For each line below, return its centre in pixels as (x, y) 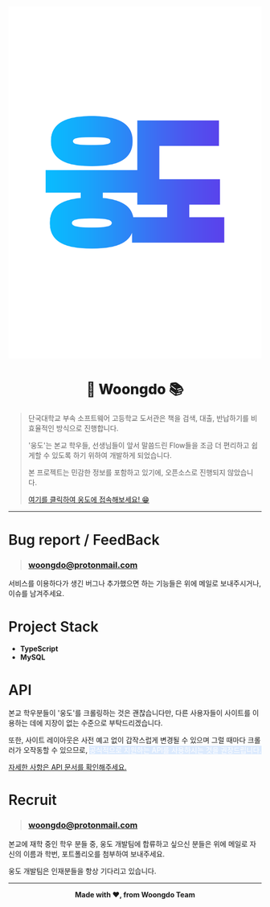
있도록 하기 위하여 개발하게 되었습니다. (112, 455)
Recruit (33, 800)
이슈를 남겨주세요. (37, 594)
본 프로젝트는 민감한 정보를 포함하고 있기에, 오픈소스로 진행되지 (127, 472)
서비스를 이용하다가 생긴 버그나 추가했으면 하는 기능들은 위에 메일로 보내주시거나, (135, 583)
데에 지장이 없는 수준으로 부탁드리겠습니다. (96, 723)
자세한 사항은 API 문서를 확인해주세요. (67, 767)
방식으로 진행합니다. (87, 428)
